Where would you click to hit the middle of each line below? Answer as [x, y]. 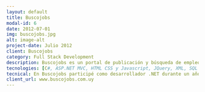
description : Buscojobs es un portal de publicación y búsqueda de [94, 62]
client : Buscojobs [30, 51]
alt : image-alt [26, 40]
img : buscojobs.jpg [31, 34]
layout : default [27, 12]
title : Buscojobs [28, 18]
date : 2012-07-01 [28, 29]
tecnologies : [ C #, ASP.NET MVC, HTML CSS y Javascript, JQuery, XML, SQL [102, 68]
